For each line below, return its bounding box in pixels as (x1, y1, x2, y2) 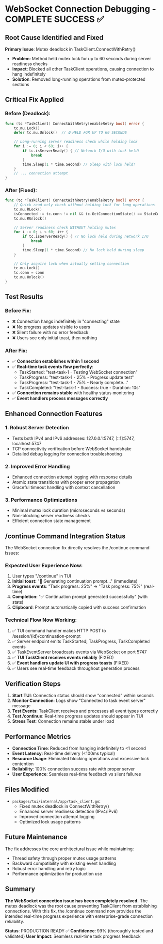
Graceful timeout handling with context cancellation (12, 484, 115, 490)
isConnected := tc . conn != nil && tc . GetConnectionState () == (14, 211, 142, 216)
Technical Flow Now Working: (5, 616, 77, 623)
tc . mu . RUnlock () (14, 216, 47, 221)
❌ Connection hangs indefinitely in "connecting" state (12, 318, 120, 324)
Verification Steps (5, 680, 61, 688)
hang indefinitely (12, 71, 46, 77)
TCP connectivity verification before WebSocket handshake (12, 446, 132, 452)
